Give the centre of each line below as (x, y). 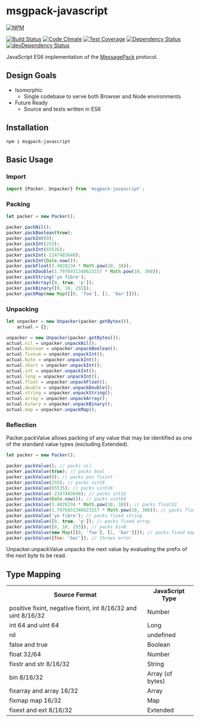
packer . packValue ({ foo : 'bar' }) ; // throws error (69, 538)
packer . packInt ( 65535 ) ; (36, 249)
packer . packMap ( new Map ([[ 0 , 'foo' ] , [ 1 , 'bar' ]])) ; (73, 294)
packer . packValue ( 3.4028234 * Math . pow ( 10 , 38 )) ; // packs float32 (92, 505)
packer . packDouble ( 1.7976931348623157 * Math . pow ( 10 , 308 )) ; (84, 272)
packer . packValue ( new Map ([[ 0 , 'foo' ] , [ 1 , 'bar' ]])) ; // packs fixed (96, 532)
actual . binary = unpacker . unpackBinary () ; (60, 404)
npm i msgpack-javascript (38, 141)
